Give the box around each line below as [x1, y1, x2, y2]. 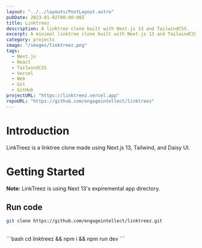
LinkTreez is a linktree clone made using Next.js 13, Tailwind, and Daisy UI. [6, 144, 191, 151]
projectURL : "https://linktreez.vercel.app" [6, 92, 120, 98]
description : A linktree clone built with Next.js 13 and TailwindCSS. [6, 25, 189, 32]
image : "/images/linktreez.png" [6, 43, 87, 49]
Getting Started [6, 165, 85, 178]
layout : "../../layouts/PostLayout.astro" [6, 8, 114, 15]
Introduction [6, 124, 70, 138]
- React [11, 59, 31, 65]
